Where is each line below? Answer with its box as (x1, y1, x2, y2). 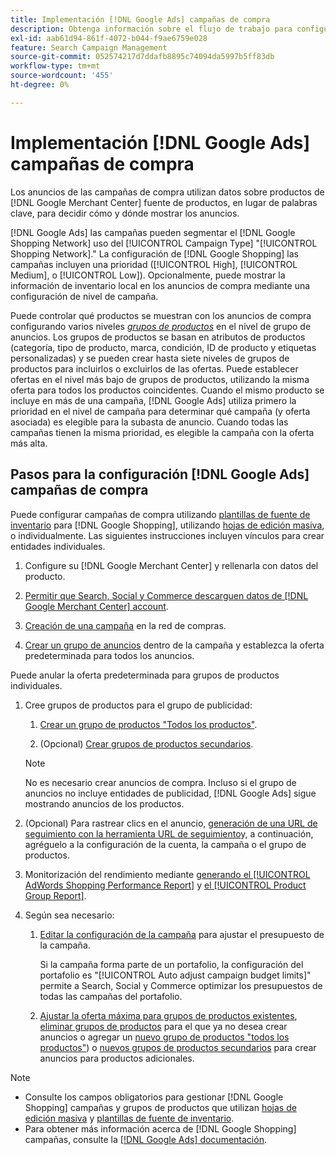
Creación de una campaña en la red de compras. (24, 619, 227, 631)
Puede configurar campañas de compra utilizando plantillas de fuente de (10, 508, 311, 520)
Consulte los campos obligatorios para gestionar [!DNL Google (24, 1091, 284, 1103)
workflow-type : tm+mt (10, 61, 101, 71)
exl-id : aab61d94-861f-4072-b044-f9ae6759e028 (10, 33, 208, 43)
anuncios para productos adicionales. (39, 1052, 195, 1064)
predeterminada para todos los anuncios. (24, 649, 195, 661)
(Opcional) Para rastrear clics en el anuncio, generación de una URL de (24, 817, 318, 829)
